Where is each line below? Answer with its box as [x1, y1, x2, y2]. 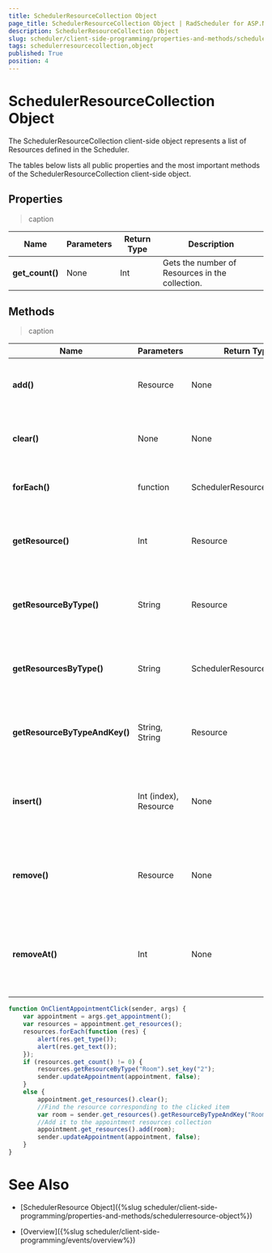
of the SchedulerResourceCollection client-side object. [8, 169, 192, 178]
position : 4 [8, 58, 49, 66]
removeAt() [12, 949, 57, 960]
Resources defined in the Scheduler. [8, 144, 130, 154]
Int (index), [137, 791, 180, 802]
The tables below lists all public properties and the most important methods [8, 160, 261, 170]
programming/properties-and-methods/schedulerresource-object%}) [19, 1211, 253, 1221]
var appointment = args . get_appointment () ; [23, 1012, 172, 1021]
